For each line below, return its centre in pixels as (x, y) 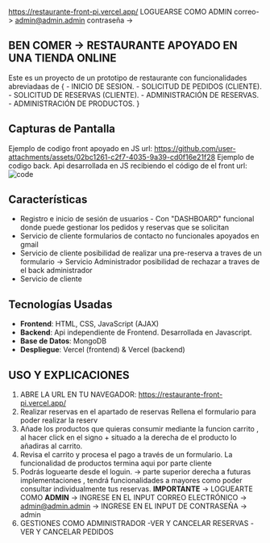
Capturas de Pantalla (62, 129)
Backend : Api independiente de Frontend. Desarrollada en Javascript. (136, 333)
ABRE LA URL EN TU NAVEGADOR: (78, 394)
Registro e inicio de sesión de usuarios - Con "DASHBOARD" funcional (137, 219)
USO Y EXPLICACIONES (69, 375)
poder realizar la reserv (59, 420)
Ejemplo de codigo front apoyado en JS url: (81, 148)
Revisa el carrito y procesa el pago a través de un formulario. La (126, 455)
